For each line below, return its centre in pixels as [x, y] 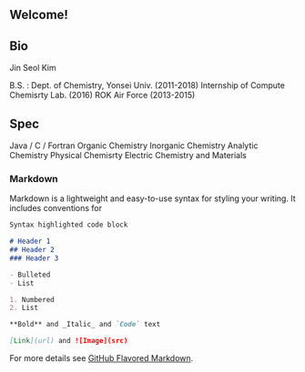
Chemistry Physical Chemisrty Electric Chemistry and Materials [128, 156]
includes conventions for [56, 208]
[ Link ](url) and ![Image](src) [69, 341]
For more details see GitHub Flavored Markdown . [102, 358]
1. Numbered [32, 299]
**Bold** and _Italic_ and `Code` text [85, 325]
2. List [24, 308]
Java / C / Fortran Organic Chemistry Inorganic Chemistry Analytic [134, 146]
